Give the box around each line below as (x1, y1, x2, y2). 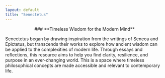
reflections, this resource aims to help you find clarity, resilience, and (5, 51, 148, 58)
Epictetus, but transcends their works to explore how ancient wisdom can (5, 41, 157, 47)
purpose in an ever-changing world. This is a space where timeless (5, 57, 144, 63)
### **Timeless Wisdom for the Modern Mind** (34, 26, 135, 32)
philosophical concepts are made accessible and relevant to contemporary (5, 62, 160, 68)
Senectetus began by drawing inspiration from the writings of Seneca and (5, 36, 158, 42)
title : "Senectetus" (5, 12, 49, 17)
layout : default (5, 7, 39, 13)
